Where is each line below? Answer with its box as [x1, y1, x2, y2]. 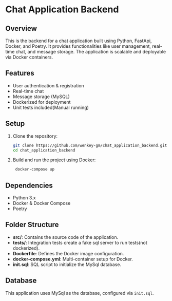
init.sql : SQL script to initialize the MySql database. [12, 261, 122, 268]
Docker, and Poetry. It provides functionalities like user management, [5, 43, 151, 49]
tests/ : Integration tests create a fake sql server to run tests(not [12, 239, 147, 246]
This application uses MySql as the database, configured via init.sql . [5, 290, 154, 296]
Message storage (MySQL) [12, 93, 70, 100]
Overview [5, 24, 37, 33]
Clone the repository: [12, 133, 58, 139]
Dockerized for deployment [12, 99, 71, 105]
